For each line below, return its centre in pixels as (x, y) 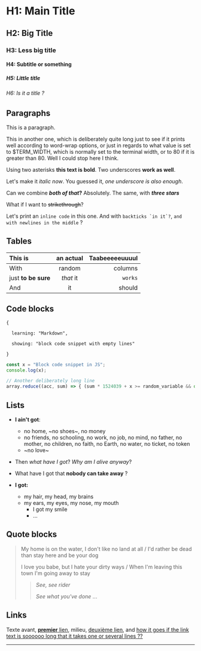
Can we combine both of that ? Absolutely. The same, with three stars (93, 193)
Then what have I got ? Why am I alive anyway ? (73, 462)
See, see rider (53, 585)
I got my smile (50, 509)
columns (126, 268)
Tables (19, 241)
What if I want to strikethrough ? (45, 205)
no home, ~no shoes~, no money (65, 431)
